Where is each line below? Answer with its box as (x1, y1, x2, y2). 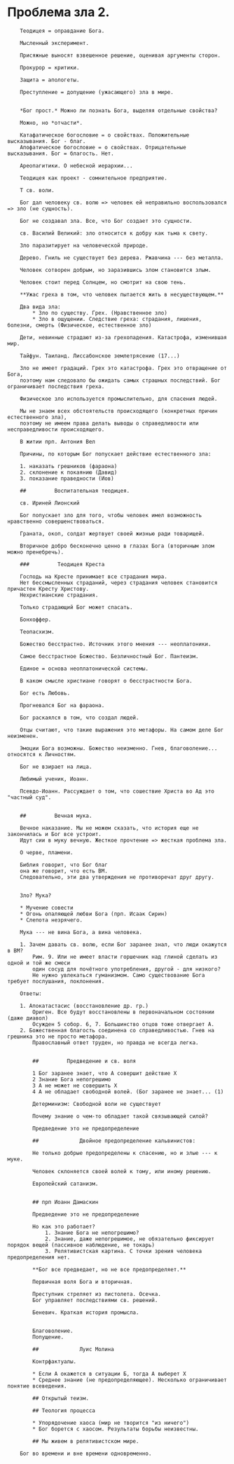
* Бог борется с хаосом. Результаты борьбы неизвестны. (32, 1425, 199, 1432)
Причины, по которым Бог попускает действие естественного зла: (20, 450, 212, 458)
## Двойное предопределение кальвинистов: (32, 1137, 196, 1144)
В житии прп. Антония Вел (20, 438, 96, 445)
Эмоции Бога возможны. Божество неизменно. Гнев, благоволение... (20, 744, 218, 752)
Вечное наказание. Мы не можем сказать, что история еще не (20, 824, 199, 831)
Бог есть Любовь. (20, 690, 71, 697)
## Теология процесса (32, 1407, 96, 1414)
